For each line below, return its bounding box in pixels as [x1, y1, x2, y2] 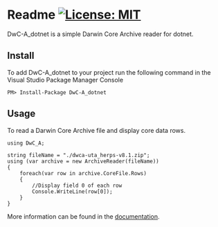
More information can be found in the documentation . [7, 212, 160, 221]
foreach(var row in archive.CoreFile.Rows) [19, 170, 147, 176]
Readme [7, 7, 56, 23]
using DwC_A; [7, 139, 45, 147]
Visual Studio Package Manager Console [7, 75, 123, 84]
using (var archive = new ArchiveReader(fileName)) [7, 158, 159, 165]
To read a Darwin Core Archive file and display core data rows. [7, 126, 185, 134]
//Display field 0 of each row [32, 182, 122, 189]
